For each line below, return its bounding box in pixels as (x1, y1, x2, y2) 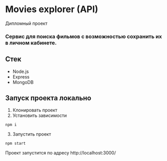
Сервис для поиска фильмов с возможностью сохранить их (5, 33, 162, 40)
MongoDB (12, 79, 34, 85)
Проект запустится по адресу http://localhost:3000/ (5, 150, 116, 156)
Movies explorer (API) (5, 4, 98, 15)
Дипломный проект (5, 20, 48, 26)
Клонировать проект (12, 107, 58, 113)
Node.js (12, 68, 29, 74)
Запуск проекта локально (5, 94, 92, 102)
